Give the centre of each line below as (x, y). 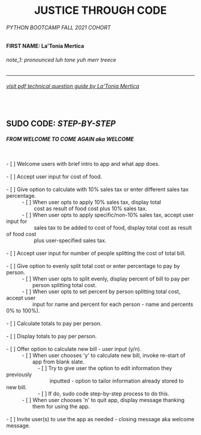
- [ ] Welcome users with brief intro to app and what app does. (83, 164)
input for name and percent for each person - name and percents (113, 305)
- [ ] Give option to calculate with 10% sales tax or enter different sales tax (98, 189)
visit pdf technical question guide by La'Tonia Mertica (73, 86)
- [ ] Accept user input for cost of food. (54, 177)
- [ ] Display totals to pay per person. (51, 336)
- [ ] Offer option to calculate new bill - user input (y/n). (74, 349)
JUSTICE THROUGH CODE (100, 11)
